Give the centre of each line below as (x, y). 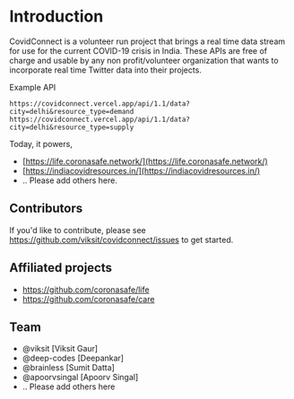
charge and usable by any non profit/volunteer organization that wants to (144, 60)
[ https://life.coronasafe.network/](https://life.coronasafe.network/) (145, 161)
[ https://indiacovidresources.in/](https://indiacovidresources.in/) (141, 170)
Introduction (56, 17)
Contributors (46, 208)
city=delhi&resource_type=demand (72, 111)
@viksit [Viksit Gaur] (60, 349)
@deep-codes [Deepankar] (73, 358)
